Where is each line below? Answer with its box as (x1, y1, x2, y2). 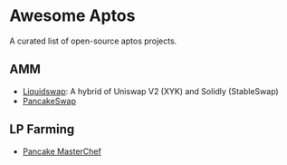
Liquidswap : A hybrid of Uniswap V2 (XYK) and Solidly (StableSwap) (22, 85, 279, 96)
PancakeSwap (22, 95, 77, 106)
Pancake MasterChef (22, 146, 101, 157)
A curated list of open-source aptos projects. (9, 35, 177, 46)
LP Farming (9, 121, 75, 137)
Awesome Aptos (9, 5, 136, 26)
